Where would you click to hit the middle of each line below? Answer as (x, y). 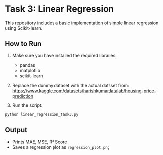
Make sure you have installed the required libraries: (65, 55)
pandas (27, 65)
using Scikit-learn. (24, 28)
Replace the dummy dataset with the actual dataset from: (71, 85)
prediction (23, 96)
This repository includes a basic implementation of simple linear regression (82, 23)
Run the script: (27, 105)
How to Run (23, 44)
